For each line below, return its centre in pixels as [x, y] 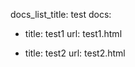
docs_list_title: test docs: [61, 14]
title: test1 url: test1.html [73, 33]
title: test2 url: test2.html [75, 53]
